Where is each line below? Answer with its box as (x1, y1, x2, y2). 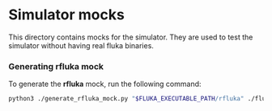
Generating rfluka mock (8, 60, 104, 72)
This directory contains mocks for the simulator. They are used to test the (8, 32, 253, 42)
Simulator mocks (8, 6, 125, 24)
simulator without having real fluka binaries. (8, 40, 154, 50)
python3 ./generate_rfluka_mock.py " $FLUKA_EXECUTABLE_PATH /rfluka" (8, 95, 244, 103)
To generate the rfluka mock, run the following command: (8, 79, 202, 89)
